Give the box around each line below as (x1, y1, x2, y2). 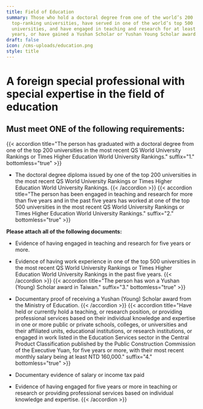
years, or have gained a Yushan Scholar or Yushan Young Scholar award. (11, 31, 199, 38)
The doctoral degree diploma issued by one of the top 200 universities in (14, 171, 197, 178)
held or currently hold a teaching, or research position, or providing (14, 308, 182, 315)
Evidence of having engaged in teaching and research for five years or (14, 240, 192, 247)
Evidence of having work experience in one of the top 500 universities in (14, 258, 196, 265)
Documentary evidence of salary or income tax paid (14, 371, 145, 378)
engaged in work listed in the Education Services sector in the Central (14, 333, 189, 341)
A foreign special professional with (6, 74, 185, 88)
